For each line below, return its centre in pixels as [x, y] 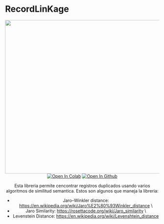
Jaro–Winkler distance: [86, 200]
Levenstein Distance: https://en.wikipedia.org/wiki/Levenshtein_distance [86, 216]
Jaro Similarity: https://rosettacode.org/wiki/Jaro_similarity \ [86, 211]
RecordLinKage [37, 9]
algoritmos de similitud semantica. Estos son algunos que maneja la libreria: [82, 191]
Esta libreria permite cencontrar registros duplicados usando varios [82, 186]
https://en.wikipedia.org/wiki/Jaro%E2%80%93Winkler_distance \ [86, 205]
